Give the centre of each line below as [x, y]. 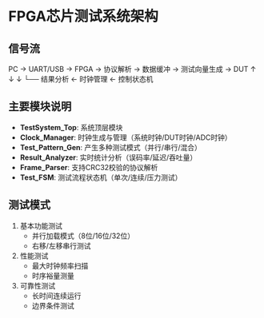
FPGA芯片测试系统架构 [83, 16]
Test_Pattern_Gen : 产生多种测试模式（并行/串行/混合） [111, 147]
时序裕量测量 [53, 276]
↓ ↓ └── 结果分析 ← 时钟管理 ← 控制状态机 [81, 79]
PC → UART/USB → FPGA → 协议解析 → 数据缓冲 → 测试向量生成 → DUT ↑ [132, 69]
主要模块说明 [40, 107]
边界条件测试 [53, 305]
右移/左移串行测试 [61, 245]
